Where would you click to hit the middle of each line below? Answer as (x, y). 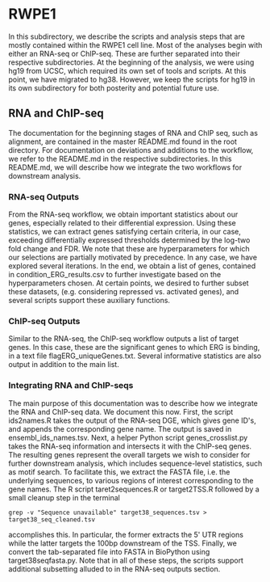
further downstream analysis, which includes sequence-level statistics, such (135, 463)
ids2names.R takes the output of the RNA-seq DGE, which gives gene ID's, (132, 420)
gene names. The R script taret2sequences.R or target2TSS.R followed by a (134, 489)
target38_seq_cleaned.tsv (52, 519)
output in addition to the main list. (64, 365)
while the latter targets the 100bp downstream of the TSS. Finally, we (123, 543)
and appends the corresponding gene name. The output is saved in (120, 428)
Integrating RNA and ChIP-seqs (71, 386)
